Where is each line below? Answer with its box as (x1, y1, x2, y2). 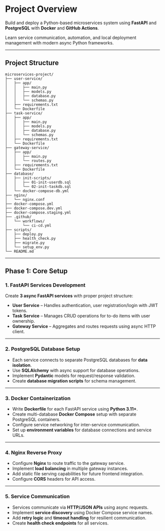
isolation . (12, 362, 32, 368)
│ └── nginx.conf (5, 197, 45, 202)
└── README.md (5, 249, 34, 254)
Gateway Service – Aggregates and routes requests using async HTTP (12, 323, 156, 329)
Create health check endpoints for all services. (12, 520, 109, 526)
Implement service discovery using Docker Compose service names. (12, 509, 153, 515)
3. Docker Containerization (5, 395, 71, 402)
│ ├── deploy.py (5, 231, 43, 236)
